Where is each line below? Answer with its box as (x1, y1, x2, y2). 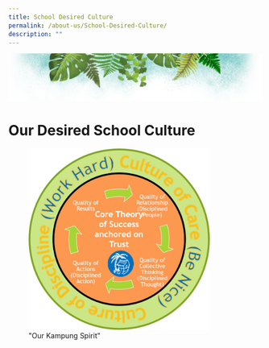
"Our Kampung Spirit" (28, 331, 101, 341)
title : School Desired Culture (8, 13, 114, 21)
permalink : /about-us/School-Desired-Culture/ (8, 21, 168, 30)
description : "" (8, 30, 63, 38)
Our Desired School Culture (8, 122, 196, 140)
